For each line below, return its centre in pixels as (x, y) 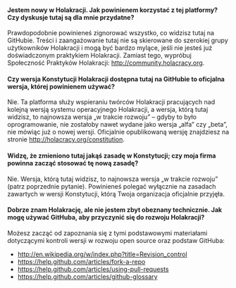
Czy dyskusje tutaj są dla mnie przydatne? (71, 17)
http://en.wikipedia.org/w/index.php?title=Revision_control (103, 254)
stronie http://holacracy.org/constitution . (66, 139)
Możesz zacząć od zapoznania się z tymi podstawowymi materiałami (107, 233)
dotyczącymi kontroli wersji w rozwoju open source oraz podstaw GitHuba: (116, 240)
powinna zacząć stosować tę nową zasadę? (73, 163)
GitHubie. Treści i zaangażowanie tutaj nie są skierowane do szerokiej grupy (118, 40)
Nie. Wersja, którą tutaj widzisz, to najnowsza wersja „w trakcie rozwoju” (113, 179)
